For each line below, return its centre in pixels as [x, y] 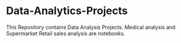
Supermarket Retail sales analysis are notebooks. [66, 33]
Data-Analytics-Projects [67, 11]
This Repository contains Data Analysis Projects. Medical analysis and [91, 27]
